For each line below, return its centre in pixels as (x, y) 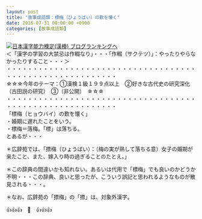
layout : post (23, 12)
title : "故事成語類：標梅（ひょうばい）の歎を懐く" (63, 17)
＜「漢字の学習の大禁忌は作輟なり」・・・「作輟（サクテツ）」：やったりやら (98, 54)
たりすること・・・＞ (43, 61)
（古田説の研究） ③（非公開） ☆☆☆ (55, 91)
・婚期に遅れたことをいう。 (41, 121)
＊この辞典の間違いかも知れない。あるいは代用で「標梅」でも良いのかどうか (101, 169)
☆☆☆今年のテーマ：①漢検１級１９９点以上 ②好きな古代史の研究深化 (98, 84)
